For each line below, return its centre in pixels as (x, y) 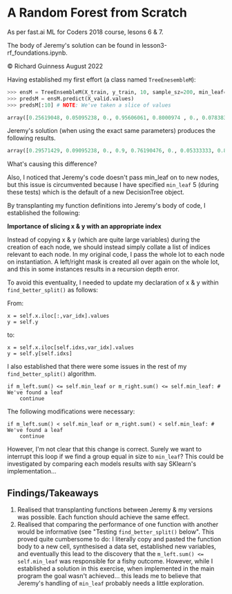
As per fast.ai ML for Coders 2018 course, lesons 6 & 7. (85, 32)
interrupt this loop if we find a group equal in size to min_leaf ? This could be (116, 457)
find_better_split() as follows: (53, 290)
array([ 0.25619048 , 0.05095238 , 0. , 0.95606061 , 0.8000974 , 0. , (103, 118)
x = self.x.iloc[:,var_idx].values (58, 316)
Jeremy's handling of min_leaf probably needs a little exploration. (110, 584)
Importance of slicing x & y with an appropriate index (85, 226)
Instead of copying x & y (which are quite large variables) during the (104, 240)
